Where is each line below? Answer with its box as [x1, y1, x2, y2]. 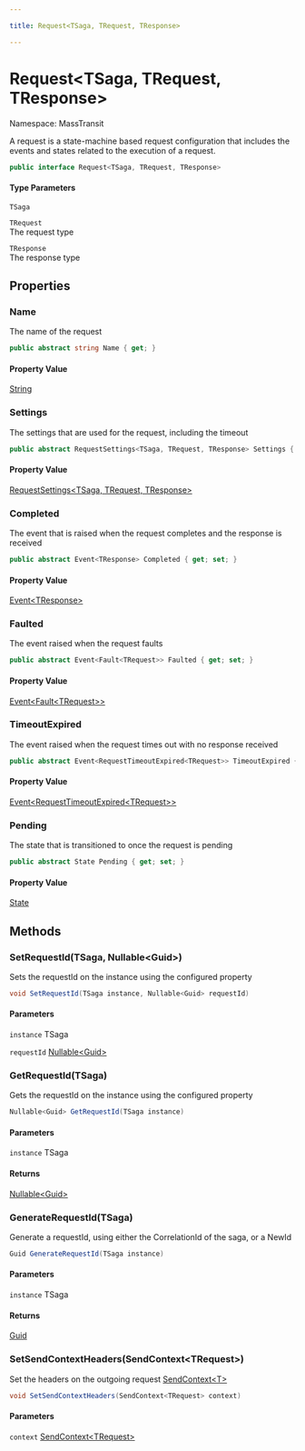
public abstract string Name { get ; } [9, 344, 156, 353]
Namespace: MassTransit [9, 117, 104, 128]
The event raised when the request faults [9, 638, 163, 649]
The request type [9, 226, 74, 237]
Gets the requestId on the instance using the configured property [9, 1090, 253, 1101]
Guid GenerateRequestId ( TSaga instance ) [9, 1249, 165, 1258]
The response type [9, 252, 81, 263]
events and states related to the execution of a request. [9, 145, 216, 155]
